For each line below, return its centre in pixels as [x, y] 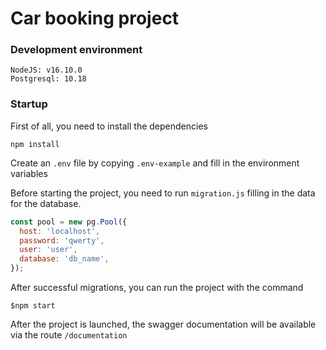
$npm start [33, 306]
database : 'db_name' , [64, 259]
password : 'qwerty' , [62, 240]
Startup [29, 104]
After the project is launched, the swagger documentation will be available [163, 324]
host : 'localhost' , [60, 231]
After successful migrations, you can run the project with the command [157, 288]
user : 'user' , [48, 250]
